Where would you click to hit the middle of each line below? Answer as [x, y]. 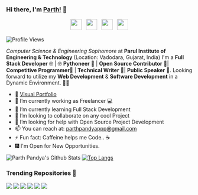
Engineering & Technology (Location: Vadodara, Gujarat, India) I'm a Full [95, 57]
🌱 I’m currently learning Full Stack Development [73, 109]
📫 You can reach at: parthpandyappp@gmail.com [76, 129]
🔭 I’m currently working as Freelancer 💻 [64, 101]
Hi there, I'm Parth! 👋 [36, 9]
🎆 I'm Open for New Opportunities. [57, 146]
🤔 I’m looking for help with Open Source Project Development [89, 122]
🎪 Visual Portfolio [36, 95]
